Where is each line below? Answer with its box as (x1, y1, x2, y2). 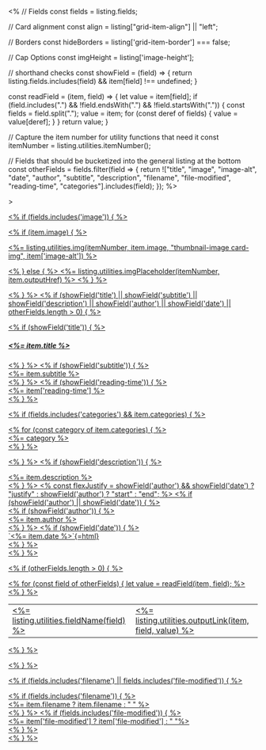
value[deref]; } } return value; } (8, 117, 109, 126)
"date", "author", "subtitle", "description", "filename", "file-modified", (8, 173, 231, 182)
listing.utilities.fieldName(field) (12, 615, 126, 626)
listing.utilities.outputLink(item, (135, 615, 249, 626)
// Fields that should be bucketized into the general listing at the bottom (8, 156, 241, 166)
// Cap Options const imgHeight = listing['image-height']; (8, 53, 195, 62)
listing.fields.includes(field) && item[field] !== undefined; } (8, 77, 198, 86)
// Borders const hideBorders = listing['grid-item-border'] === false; (8, 37, 231, 47)
